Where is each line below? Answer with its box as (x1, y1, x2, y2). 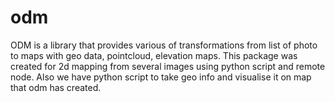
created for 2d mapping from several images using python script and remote (10, 60, 326, 72)
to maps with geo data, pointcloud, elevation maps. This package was (10, 49, 298, 61)
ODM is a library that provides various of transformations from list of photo (10, 39, 318, 51)
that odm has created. (10, 81, 102, 93)
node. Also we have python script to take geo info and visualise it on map (10, 71, 312, 83)
